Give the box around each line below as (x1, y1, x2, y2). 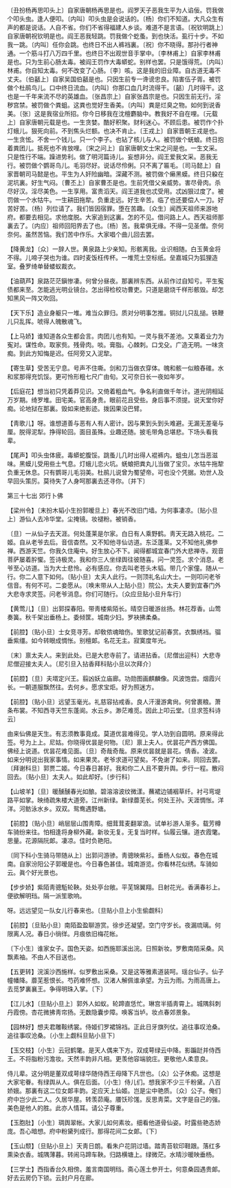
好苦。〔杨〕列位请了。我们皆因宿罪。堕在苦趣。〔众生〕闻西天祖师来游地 (12, 204, 218, 212)
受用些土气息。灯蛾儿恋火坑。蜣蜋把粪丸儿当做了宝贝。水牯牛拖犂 (36, 459, 224, 468)
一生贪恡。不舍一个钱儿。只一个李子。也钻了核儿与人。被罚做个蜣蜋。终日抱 (7, 135, 224, 143)
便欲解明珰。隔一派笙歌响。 (7, 892, 86, 900)
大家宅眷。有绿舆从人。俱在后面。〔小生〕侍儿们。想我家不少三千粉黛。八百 (7, 1078, 221, 1086)
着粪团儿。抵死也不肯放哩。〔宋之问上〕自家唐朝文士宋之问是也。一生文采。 (7, 144, 221, 152)
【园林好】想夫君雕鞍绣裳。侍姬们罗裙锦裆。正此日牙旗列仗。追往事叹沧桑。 (7, 1023, 224, 1031)
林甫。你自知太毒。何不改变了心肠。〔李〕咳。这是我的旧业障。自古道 (7, 66, 203, 75)
